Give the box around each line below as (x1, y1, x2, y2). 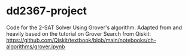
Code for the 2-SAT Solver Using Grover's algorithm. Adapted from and (6, 24, 183, 31)
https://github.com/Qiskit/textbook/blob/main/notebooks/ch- (6, 36, 157, 43)
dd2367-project (6, 4, 87, 18)
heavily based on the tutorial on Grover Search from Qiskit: (6, 30, 151, 37)
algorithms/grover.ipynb (6, 43, 65, 50)
